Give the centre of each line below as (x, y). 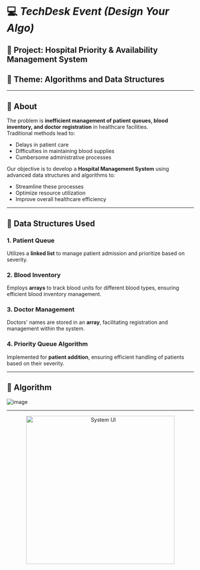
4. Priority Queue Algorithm (47, 344)
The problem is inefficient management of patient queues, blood (88, 121)
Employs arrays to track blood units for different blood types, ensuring (93, 288)
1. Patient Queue (31, 240)
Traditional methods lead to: (41, 133)
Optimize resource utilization (50, 193)
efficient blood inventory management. (54, 294)
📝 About (22, 106)
